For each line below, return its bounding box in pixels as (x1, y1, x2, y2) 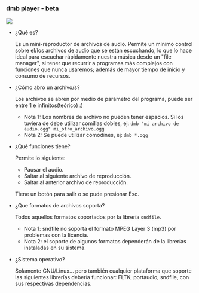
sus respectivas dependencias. (14, 280, 92, 288)
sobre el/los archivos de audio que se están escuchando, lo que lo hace (14, 47, 192, 54)
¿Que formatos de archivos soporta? (14, 202, 105, 209)
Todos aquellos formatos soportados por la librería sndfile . (14, 213, 161, 221)
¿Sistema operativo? (14, 256, 65, 263)
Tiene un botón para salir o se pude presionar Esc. (14, 190, 139, 198)
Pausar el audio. (23, 166, 64, 173)
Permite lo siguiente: (14, 154, 66, 162)
